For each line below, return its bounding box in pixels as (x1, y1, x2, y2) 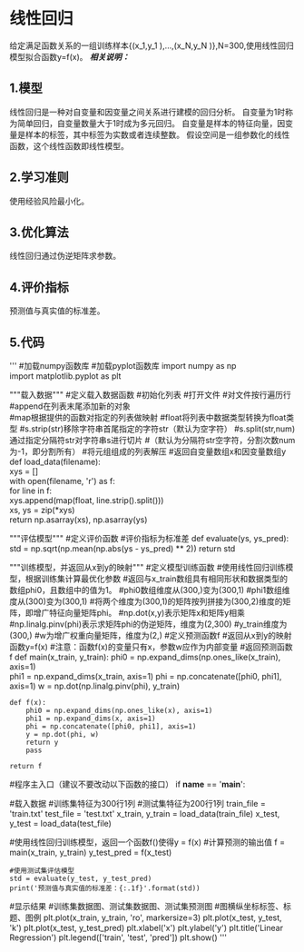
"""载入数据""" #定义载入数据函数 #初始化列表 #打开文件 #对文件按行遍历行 (9, 390, 292, 400)
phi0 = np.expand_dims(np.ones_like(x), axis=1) (25, 706, 213, 715)
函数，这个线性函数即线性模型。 (9, 140, 129, 151)
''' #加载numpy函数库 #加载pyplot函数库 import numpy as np (9, 361, 237, 371)
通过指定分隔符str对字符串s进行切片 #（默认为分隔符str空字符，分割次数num (9, 435, 296, 445)
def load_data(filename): (9, 456, 102, 467)
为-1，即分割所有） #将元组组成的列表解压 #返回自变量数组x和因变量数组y (9, 446, 287, 457)
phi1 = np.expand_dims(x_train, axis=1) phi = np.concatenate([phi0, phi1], (9, 671, 282, 681)
